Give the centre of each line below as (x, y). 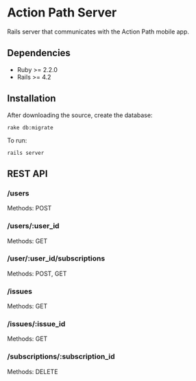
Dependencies (39, 53)
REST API (27, 174)
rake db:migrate (30, 127)
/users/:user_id (33, 226)
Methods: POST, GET (37, 273)
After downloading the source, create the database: (80, 115)
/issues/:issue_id (36, 324)
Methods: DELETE (33, 371)
